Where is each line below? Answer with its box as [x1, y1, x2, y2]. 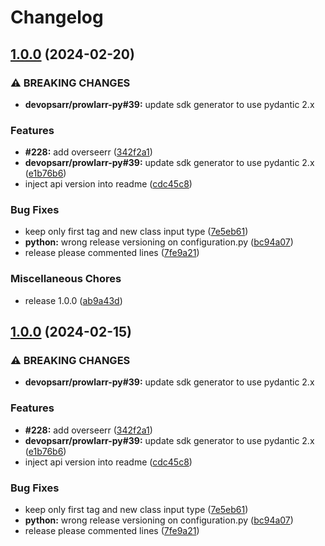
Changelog [10, 6, 104, 29]
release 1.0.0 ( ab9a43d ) [24, 294, 123, 306]
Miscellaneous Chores [10, 272, 122, 286]
